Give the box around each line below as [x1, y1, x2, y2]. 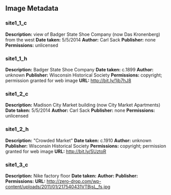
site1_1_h [5, 55, 27, 62]
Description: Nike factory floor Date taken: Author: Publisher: [5, 172, 138, 179]
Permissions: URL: [5, 178, 46, 184]
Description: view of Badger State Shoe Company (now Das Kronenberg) [5, 31, 160, 37]
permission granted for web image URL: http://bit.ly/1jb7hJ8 [5, 77, 132, 84]
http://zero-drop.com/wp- [46, 178, 101, 184]
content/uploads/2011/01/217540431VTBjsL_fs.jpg [5, 183, 111, 189]
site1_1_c [5, 19, 27, 27]
